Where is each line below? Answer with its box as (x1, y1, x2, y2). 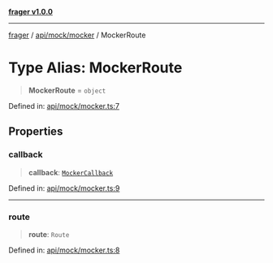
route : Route (28, 229, 70, 239)
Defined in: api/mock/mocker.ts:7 (8, 101, 120, 110)
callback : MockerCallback (28, 167, 114, 177)
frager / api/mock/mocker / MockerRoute (8, 30, 146, 40)
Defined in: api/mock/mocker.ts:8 (8, 245, 120, 255)
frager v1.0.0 (8, 7, 53, 16)
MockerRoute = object (28, 85, 106, 95)
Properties (8, 125, 63, 139)
